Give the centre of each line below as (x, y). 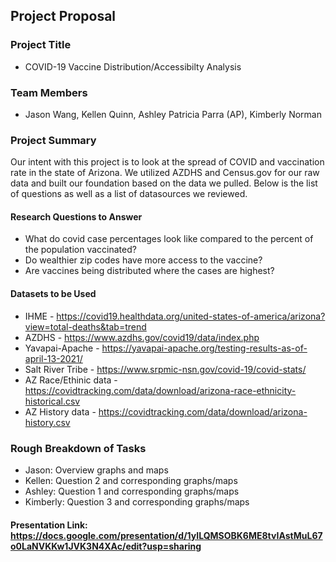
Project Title (41, 45)
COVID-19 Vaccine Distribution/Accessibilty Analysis (133, 66)
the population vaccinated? (80, 250)
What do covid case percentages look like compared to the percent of (169, 239)
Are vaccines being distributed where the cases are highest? (149, 271)
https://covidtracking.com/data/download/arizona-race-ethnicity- (160, 390)
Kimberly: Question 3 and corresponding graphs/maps (137, 501)
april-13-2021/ (53, 358)
